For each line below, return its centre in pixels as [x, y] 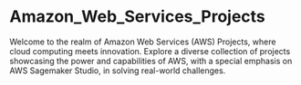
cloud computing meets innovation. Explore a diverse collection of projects [150, 51]
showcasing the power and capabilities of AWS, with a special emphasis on [151, 61]
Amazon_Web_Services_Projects [138, 17]
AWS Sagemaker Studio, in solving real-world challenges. [118, 71]
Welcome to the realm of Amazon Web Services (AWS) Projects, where [143, 42]
